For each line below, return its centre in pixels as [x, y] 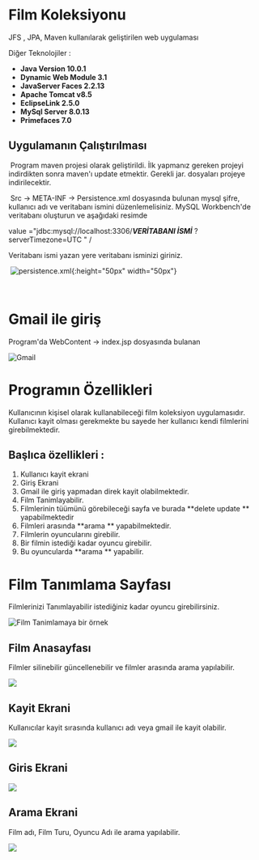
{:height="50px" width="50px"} [124, 271]
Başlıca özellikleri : [57, 455]
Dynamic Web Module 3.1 [64, 77]
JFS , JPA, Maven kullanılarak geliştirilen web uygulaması [104, 37]
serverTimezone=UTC [45, 239]
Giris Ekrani [38, 768]
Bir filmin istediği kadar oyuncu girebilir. [86, 543]
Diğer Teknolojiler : [40, 53]
